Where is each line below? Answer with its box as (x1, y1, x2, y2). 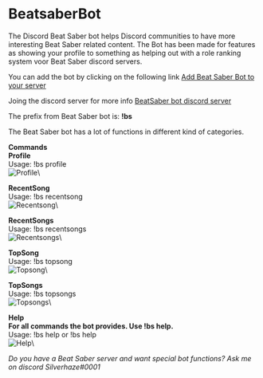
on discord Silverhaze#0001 (8, 362, 101, 372)
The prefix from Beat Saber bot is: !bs (8, 111, 133, 120)
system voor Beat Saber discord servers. (8, 57, 143, 66)
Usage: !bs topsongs (8, 289, 77, 298)
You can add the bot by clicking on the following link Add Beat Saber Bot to (8, 72, 255, 81)
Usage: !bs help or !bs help (8, 329, 97, 339)
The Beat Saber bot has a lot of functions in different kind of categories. (8, 127, 245, 136)
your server (8, 81, 46, 90)
